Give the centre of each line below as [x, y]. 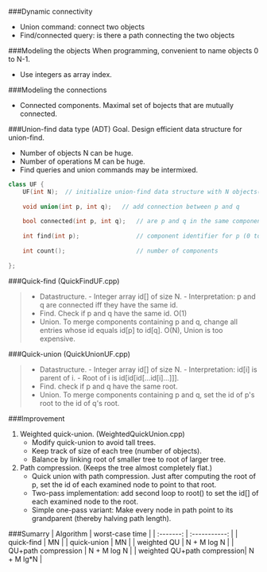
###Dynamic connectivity [50, 12]
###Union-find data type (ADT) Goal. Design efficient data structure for [125, 129]
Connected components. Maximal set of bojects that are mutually [127, 105]
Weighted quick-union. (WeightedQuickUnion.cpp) [102, 434]
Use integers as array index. [66, 74]
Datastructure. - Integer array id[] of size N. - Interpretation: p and [147, 296]
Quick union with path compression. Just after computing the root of [144, 476]
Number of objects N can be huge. [76, 153]
